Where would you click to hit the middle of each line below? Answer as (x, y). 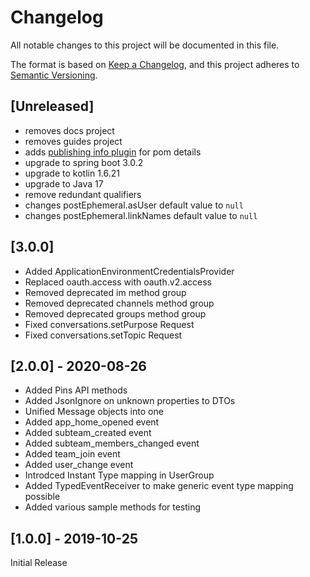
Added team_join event (72, 454)
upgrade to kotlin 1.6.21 (72, 173)
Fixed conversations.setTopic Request (103, 335)
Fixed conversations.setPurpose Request (109, 324)
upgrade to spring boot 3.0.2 (84, 162)
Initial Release (39, 563)
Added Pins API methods (76, 390)
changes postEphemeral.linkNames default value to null (141, 215)
